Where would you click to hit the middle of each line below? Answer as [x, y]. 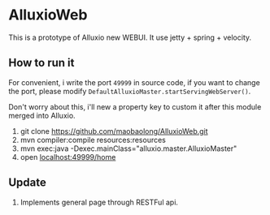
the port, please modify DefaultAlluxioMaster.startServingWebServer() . [130, 91]
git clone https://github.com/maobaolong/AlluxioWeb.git [114, 131]
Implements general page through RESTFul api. [99, 202]
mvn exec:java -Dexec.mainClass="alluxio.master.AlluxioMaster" [128, 148]
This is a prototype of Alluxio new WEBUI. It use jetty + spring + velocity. [130, 37]
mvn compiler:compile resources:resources [93, 140]
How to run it [41, 63]
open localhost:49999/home [68, 157]
